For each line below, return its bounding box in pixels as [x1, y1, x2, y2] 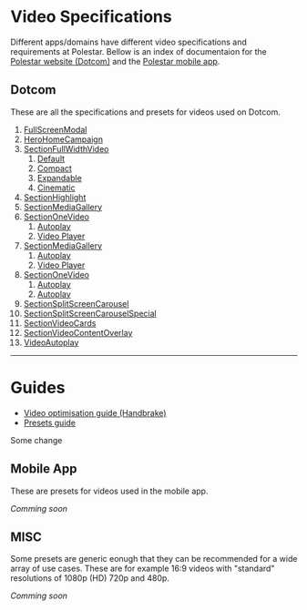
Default [36, 153, 66, 164]
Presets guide [23, 417, 77, 428]
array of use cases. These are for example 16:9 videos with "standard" [10, 563, 275, 574]
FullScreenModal [23, 124, 87, 135]
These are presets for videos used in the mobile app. [10, 485, 209, 496]
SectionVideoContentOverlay [23, 327, 133, 338]
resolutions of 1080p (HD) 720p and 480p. [10, 573, 169, 584]
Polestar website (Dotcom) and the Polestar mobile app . [10, 56, 220, 66]
